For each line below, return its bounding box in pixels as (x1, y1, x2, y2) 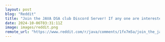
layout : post (5, 7, 32, 12)
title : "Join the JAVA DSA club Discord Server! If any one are (5, 16, 139, 21)
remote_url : (5, 29, 29, 34)
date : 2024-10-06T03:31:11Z (5, 20, 63, 26)
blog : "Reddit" (5, 12, 36, 16)
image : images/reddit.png (5, 25, 58, 30)
